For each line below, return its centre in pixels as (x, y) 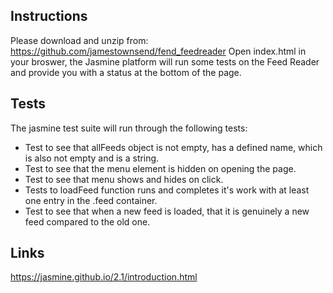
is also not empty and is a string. (92, 158)
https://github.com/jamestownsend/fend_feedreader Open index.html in (158, 51)
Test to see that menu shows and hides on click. (124, 179)
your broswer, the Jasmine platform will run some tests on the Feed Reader (165, 61)
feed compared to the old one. (87, 221)
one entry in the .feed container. (91, 200)
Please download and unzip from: (79, 40)
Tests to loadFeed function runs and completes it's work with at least (167, 190)
